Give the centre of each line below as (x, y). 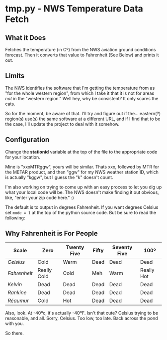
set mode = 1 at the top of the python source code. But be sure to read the (81, 212)
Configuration (27, 140)
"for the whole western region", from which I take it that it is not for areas (80, 93)
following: (15, 218)
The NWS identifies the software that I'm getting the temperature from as (80, 88)
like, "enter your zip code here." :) (40, 197)
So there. (14, 333)
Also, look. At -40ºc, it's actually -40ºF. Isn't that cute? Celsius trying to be (82, 313)
